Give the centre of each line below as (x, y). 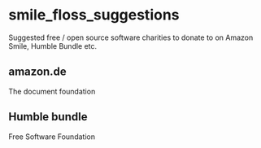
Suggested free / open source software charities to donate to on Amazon (131, 37)
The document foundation (52, 91)
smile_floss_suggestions (94, 15)
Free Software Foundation (52, 137)
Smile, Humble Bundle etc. (53, 46)
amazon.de (37, 72)
